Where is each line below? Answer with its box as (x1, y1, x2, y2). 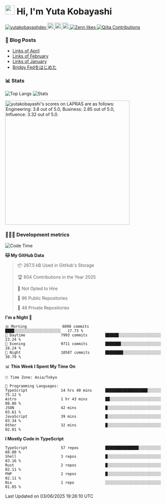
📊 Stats (5, 77, 25, 84)
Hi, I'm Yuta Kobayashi (16, 6, 112, 17)
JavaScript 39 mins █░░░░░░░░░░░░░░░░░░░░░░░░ (5, 414, 162, 419)
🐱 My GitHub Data (5, 252, 45, 258)
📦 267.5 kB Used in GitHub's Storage (17, 262, 94, 268)
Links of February (12, 53, 49, 59)
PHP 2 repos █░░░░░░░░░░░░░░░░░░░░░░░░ (5, 471, 162, 476)
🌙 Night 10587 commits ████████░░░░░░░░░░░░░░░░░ (5, 350, 162, 355)
